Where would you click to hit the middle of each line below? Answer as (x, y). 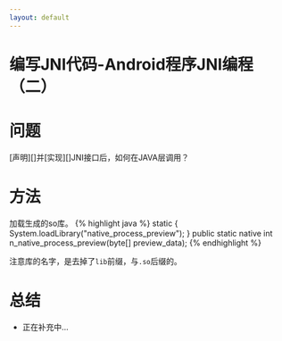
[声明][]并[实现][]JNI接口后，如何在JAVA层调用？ (99, 157)
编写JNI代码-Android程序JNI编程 (132, 64)
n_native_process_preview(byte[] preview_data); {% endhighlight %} (135, 243)
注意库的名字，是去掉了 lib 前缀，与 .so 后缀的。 (95, 261)
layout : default (39, 17)
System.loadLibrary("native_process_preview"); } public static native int (141, 233)
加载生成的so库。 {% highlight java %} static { (94, 223)
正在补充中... (45, 327)
